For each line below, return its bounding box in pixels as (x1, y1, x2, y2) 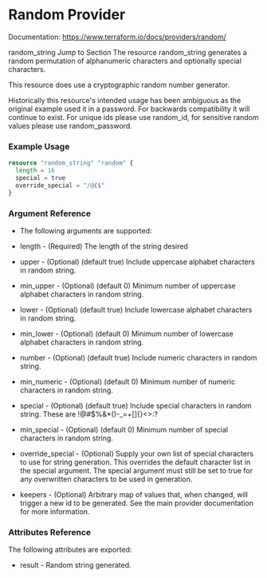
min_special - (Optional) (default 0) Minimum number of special (19, 425, 229, 434)
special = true (15, 173, 66, 181)
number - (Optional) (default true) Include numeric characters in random (19, 353, 257, 362)
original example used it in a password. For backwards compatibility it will (8, 104, 250, 114)
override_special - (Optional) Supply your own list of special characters (19, 448, 253, 458)
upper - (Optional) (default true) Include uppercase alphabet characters (19, 257, 255, 266)
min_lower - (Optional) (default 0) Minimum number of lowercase (19, 329, 234, 338)
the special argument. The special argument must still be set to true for (19, 465, 253, 475)
